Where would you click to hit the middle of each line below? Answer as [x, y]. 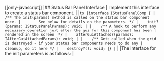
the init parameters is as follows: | [40, 53]
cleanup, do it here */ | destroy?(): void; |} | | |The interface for [81, 48]
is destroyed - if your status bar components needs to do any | [74, 43]
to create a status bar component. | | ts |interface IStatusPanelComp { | [80, 13]
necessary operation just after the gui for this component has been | [81, 30]
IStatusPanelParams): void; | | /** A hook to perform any [90, 26]
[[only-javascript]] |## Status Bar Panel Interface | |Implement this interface [82, 8]
